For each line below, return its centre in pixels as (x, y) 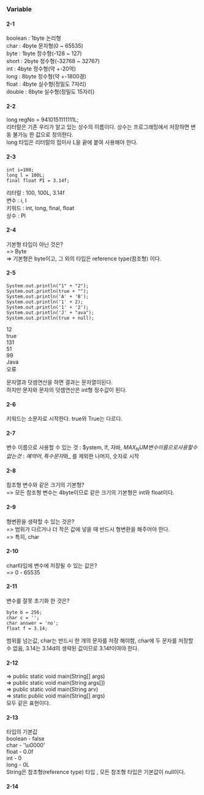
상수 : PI (16, 216)
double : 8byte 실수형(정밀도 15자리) (51, 92)
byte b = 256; (25, 612)
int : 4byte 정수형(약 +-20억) (41, 69)
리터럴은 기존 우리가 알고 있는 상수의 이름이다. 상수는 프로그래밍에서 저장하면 (98, 127)
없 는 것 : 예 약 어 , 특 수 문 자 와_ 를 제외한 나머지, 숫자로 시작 (73, 456)
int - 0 (14, 758)
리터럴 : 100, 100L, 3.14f (36, 192)
